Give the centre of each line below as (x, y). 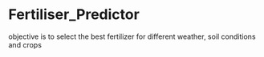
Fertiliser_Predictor (74, 15)
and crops (25, 44)
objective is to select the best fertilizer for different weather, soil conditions (132, 36)
